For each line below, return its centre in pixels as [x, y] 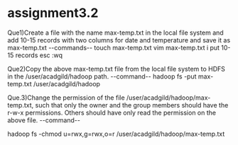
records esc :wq [39, 55]
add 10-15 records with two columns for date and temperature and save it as [119, 40]
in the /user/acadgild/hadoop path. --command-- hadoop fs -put [102, 76]
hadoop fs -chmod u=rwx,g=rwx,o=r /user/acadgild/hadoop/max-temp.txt [116, 134]
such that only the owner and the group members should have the [132, 105]
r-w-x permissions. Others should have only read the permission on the [112, 112]
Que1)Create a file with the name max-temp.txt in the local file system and [115, 33]
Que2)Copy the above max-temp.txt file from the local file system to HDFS [117, 69]
